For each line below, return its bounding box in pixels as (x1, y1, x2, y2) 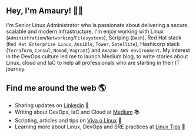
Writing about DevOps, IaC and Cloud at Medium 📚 (14, 108, 140, 115)
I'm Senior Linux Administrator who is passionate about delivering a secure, (6, 21, 190, 28)
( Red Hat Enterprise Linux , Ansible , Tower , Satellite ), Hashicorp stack (6, 40, 180, 47)
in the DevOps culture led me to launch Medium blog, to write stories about (6, 52, 188, 59)
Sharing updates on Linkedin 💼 (14, 101, 89, 109)
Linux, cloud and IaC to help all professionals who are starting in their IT (6, 59, 180, 66)
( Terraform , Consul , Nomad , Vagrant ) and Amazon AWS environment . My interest (6, 47, 190, 54)
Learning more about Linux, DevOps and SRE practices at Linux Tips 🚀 (14, 123, 185, 130)
